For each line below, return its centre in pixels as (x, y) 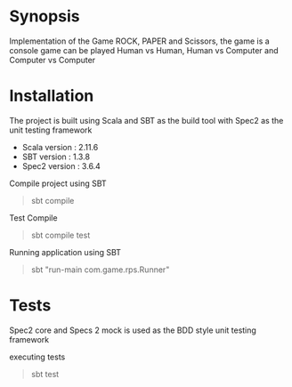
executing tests (37, 357)
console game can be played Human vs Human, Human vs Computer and (144, 50)
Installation (52, 96)
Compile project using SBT (58, 183)
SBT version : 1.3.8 (56, 157)
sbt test (45, 374)
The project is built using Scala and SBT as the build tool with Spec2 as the (146, 120)
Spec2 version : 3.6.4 (61, 165)
